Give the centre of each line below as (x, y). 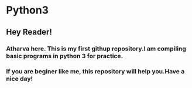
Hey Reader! (29, 32)
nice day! (20, 79)
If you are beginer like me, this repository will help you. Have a (95, 72)
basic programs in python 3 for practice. (65, 56)
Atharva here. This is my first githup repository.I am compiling (96, 49)
